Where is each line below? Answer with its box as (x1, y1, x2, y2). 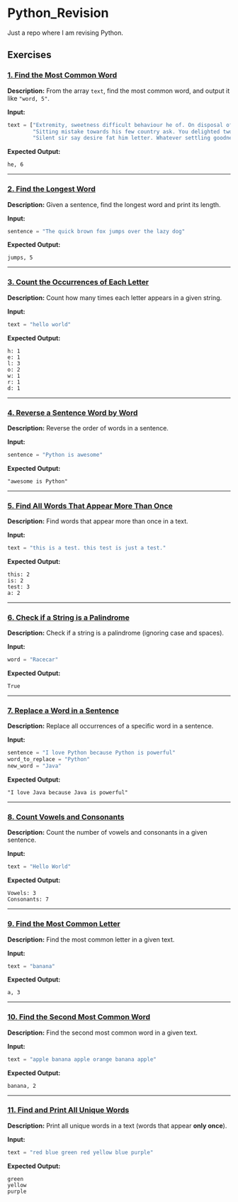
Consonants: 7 (7, 896, 50, 903)
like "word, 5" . (7, 94, 50, 102)
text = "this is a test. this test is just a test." (7, 545, 166, 552)
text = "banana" (7, 962, 55, 969)
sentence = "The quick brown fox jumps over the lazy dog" (7, 228, 186, 235)
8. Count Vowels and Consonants (7, 812, 125, 822)
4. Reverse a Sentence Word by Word (7, 408, 138, 418)
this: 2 (7, 571, 30, 578)
